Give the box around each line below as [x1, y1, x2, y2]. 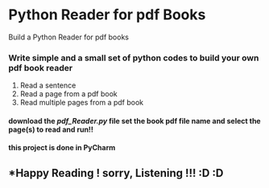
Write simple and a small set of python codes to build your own [8, 52, 259, 63]
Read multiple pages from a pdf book [19, 98, 144, 108]
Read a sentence [19, 80, 77, 90]
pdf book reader [8, 62, 73, 73]
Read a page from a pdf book [19, 89, 118, 99]
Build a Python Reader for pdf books [8, 32, 129, 42]
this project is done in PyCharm [8, 143, 116, 153]
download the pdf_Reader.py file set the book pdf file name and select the [8, 116, 261, 125]
